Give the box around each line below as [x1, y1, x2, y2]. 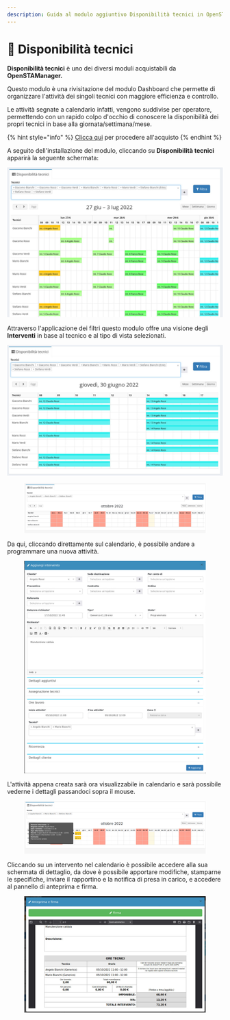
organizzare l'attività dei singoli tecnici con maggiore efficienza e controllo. [7, 92, 219, 100]
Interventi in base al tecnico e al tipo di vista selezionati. [7, 332, 166, 339]
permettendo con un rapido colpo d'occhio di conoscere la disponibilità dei [7, 112, 219, 121]
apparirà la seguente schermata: [7, 153, 99, 162]
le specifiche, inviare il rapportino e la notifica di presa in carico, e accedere [7, 875, 221, 884]
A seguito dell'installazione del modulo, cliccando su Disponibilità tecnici [7, 146, 214, 154]
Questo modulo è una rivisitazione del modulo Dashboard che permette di [7, 84, 216, 92]
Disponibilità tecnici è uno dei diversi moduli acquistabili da [7, 64, 177, 72]
